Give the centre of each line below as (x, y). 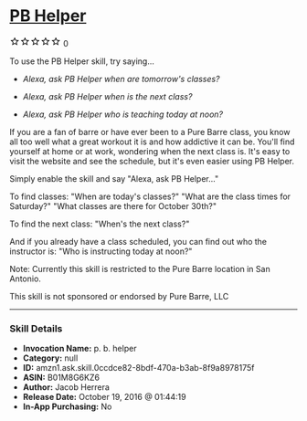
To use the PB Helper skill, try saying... (82, 61)
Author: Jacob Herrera (66, 387)
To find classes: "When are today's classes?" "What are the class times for (150, 196)
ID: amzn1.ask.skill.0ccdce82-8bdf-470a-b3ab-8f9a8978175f (138, 368)
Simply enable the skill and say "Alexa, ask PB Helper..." (114, 178)
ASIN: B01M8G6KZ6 (61, 378)
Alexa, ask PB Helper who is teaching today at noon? (123, 114)
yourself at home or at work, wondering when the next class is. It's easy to (150, 151)
